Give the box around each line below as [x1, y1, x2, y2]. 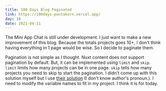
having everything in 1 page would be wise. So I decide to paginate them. [5, 45, 155, 51]
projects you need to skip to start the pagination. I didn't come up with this [5, 70, 157, 76]
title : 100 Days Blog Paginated [5, 7, 72, 12]
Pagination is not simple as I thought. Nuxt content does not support [5, 55, 145, 61]
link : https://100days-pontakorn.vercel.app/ [5, 12, 101, 17]
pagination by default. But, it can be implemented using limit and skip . [5, 60, 151, 65]
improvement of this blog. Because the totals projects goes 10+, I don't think [5, 40, 161, 46]
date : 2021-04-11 [5, 21, 41, 26]
